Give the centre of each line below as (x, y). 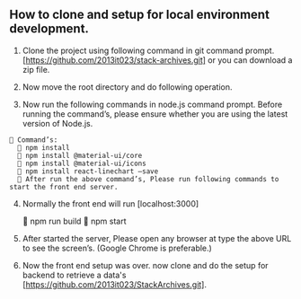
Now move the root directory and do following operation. (127, 87)
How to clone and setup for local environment (139, 15)
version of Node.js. (58, 123)
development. (49, 29)
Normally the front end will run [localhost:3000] (111, 203)
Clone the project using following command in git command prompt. (148, 50)
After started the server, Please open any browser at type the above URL (157, 238)
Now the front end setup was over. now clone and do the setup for (145, 265)
